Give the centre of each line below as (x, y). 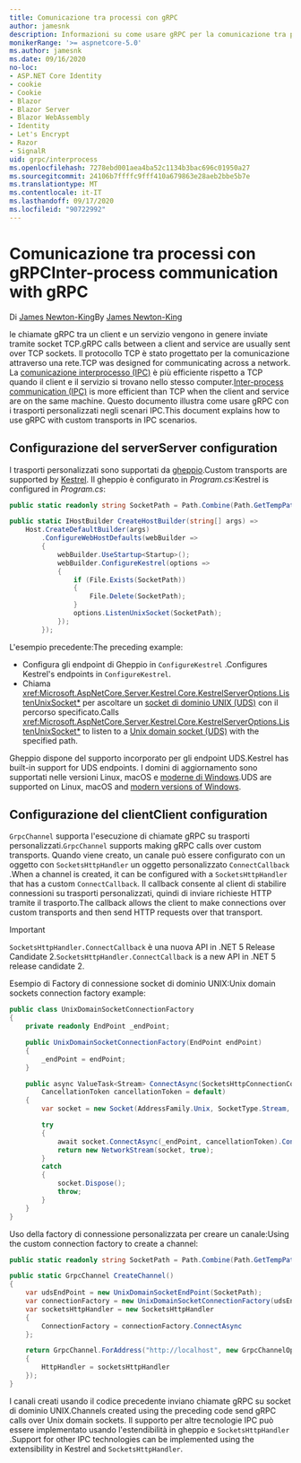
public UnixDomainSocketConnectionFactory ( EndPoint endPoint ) (144, 1043)
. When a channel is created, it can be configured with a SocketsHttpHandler (149, 875)
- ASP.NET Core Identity (56, 76)
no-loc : (24, 68)
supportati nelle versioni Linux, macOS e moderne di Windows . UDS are (141, 777)
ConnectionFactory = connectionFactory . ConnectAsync (142, 1326)
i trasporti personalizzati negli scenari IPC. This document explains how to (145, 410)
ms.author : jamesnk (46, 51)
